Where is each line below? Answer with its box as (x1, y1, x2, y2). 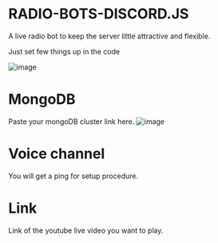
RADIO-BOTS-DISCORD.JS (8, 5, 189, 23)
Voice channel (8, 145, 105, 163)
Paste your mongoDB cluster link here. (8, 117, 135, 126)
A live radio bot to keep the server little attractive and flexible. (8, 31, 211, 41)
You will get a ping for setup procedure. (8, 171, 138, 181)
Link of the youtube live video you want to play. (8, 225, 164, 235)
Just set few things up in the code (8, 46, 121, 56)
